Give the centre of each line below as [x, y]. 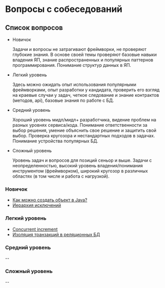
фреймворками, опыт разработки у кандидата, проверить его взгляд [86, 90]
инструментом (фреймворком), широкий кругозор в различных [80, 171]
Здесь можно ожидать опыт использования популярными [74, 84]
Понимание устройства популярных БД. [55, 141]
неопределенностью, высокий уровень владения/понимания [78, 165]
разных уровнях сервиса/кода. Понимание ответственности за [80, 125]
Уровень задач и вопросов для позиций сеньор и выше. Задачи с [82, 160]
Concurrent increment [35, 229]
